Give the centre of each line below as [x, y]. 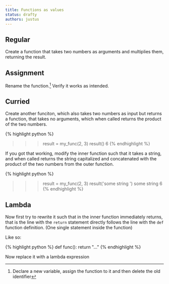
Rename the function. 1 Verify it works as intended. [57, 85]
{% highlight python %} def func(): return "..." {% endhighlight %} [73, 247]
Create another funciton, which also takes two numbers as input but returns [83, 114]
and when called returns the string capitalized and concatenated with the [81, 159]
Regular [18, 39]
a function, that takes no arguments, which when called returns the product [83, 119]
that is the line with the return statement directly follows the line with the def [84, 222]
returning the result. [26, 57]
